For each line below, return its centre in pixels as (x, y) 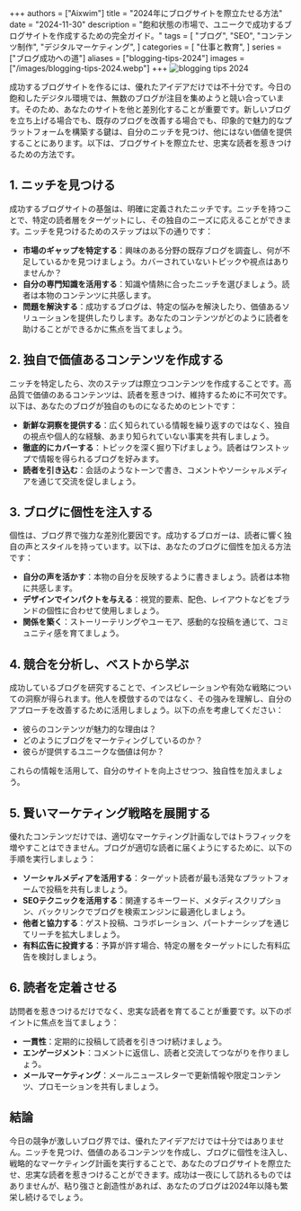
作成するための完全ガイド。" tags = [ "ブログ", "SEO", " (159, 36)
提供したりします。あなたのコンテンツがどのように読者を (184, 317)
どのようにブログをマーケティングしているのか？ (113, 741)
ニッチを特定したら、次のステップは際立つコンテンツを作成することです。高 (150, 383)
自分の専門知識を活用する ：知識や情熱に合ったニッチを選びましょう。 (152, 284)
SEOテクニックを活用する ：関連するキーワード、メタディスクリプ (144, 901)
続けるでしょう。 (56, 1197)
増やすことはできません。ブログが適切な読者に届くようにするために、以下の (151, 848)
